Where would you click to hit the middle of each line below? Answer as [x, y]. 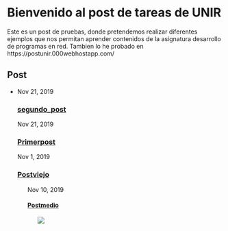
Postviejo [33, 175]
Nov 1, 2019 [33, 157]
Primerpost [36, 142]
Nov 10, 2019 [45, 189]
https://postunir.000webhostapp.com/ [61, 53]
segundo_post [41, 109]
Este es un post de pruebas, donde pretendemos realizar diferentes [102, 32]
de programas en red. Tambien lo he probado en [75, 46]
